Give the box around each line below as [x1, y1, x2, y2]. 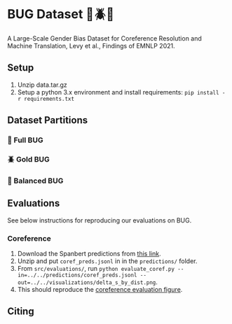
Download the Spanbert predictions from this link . [17, 250, 161, 258]
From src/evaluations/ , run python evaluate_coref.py [17, 265, 175, 273]
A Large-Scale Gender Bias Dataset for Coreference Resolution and [7, 34, 202, 43]
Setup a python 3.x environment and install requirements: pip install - [17, 87, 226, 96]
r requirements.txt [17, 95, 75, 102]
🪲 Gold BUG [7, 154, 50, 164]
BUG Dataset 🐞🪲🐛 [7, 6, 114, 22]
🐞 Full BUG [7, 135, 43, 145]
